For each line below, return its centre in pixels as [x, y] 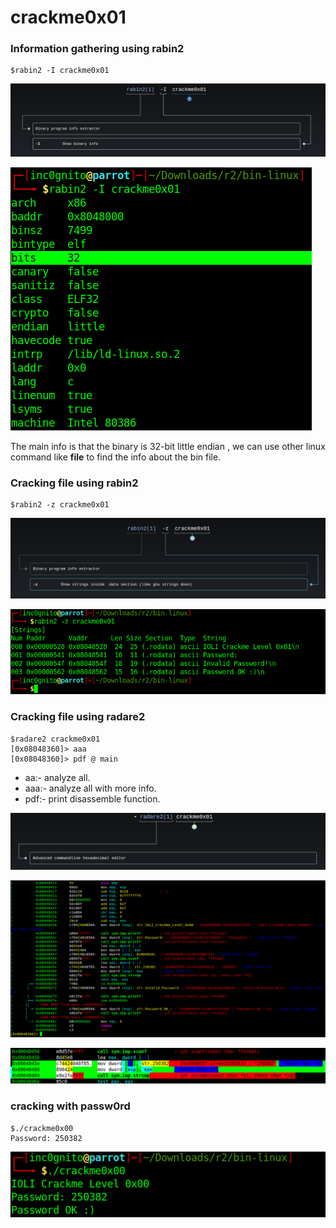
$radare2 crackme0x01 [55, 739]
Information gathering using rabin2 [97, 49]
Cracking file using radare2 [78, 717]
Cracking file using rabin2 [74, 483]
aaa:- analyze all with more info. [90, 788]
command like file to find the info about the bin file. [116, 457]
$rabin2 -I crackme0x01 [60, 71]
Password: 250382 [46, 1138]
